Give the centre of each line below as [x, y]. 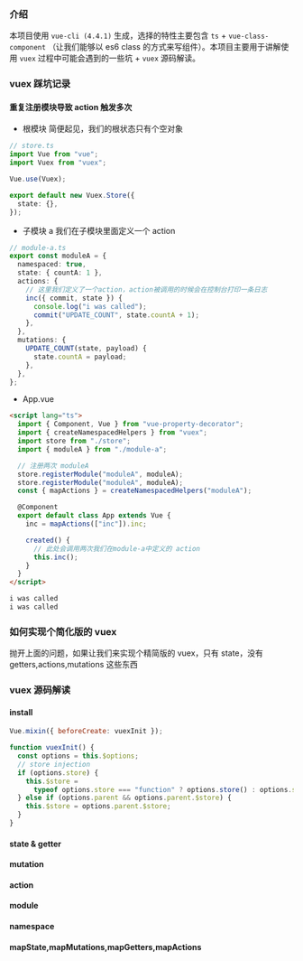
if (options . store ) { [58, 773]
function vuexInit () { [52, 748]
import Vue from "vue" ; [54, 154]
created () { [48, 540]
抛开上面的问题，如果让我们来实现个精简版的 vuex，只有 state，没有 [137, 653]
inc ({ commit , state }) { [74, 298]
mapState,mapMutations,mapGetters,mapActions [106, 947]
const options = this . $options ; [78, 756]
